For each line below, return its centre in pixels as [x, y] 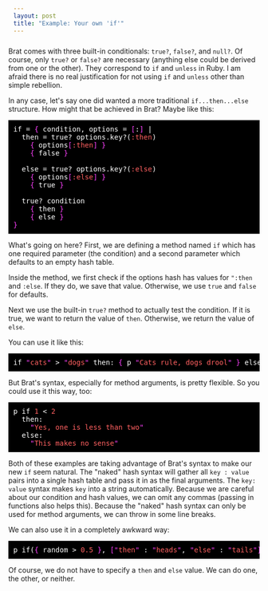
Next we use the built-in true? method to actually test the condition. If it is [130, 309]
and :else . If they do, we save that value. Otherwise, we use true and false [132, 286]
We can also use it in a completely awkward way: [89, 530]
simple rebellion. [35, 85]
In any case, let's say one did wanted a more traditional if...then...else [128, 100]
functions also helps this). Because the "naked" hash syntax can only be [127, 506]
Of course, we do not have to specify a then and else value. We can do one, [133, 569]
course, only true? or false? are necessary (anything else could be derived [132, 59]
